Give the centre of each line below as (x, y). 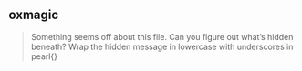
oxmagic (34, 15)
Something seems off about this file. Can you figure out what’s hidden (162, 36)
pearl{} (44, 56)
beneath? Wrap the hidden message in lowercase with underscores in (162, 46)
